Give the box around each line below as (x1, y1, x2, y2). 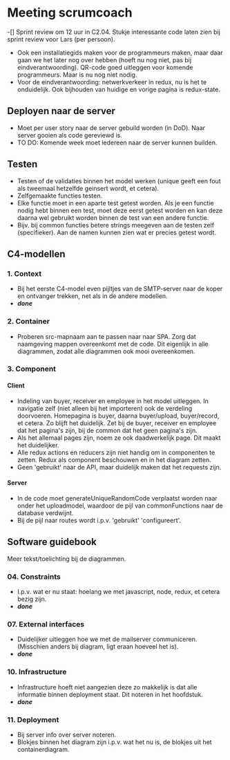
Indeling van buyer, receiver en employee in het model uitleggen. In (17, 396, 209, 405)
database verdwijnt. (17, 508, 74, 517)
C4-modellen (7, 248, 66, 260)
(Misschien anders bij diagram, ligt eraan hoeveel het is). (17, 642, 179, 651)
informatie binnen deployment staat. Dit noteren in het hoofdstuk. (17, 690, 204, 698)
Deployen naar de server (7, 105, 116, 117)
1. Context (7, 268, 42, 278)
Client (7, 382, 26, 390)
